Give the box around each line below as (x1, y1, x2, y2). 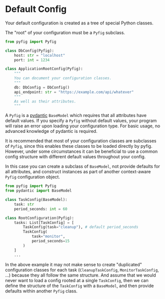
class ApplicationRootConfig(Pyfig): (5, 66, 83, 72)
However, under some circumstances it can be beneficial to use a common (5, 148, 158, 155)
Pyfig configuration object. (5, 174, 60, 180)
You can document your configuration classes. (14, 76, 112, 81)
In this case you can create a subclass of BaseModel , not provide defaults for (5, 163, 160, 170)
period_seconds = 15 (31, 239, 70, 244)
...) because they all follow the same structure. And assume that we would (5, 272, 156, 278)
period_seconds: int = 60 (14, 206, 68, 211)
